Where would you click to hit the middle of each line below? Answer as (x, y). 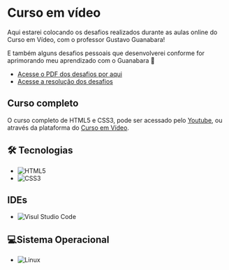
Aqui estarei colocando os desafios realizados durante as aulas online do (112, 32)
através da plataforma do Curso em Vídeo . (68, 128)
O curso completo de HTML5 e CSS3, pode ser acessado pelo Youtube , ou (115, 120)
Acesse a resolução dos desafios (65, 81)
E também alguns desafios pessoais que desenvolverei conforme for (106, 53)
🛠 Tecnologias (40, 150)
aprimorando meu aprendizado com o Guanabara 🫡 (81, 60)
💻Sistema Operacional (58, 240)
